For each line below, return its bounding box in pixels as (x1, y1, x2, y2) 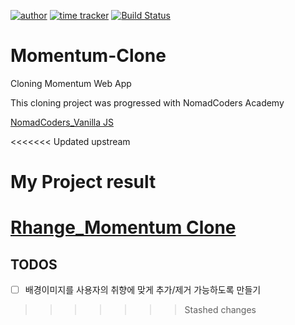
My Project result (10, 171, 157, 194)
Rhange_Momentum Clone (10, 216, 237, 239)
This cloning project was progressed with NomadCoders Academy (10, 96, 285, 109)
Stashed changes (184, 304, 257, 316)
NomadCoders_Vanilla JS (10, 116, 114, 128)
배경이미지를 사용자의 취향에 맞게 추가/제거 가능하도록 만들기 (24, 284, 262, 296)
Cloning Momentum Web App (10, 77, 132, 89)
